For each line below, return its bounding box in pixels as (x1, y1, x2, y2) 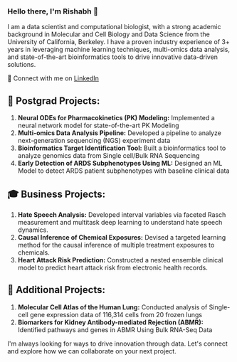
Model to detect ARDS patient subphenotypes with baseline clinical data (17, 166, 230, 175)
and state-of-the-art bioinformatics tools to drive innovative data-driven (7, 53, 218, 61)
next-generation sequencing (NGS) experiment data (17, 137, 171, 145)
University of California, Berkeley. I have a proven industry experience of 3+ (7, 38, 230, 46)
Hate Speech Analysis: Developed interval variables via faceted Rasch (17, 210, 226, 219)
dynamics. (17, 225, 48, 234)
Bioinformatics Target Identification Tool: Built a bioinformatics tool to (17, 144, 226, 152)
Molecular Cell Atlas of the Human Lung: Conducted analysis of (17, 302, 208, 312)
